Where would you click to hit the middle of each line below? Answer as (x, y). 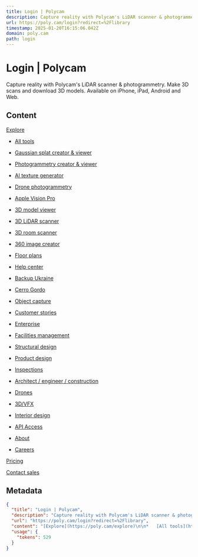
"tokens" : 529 (34, 537)
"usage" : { (25, 532)
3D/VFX (24, 404)
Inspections (29, 370)
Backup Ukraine (34, 278)
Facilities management (42, 335)
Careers (24, 449)
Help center (29, 266)
